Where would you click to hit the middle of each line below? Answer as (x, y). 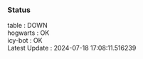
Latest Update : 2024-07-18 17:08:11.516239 (72, 48)
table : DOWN (27, 26)
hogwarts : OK (28, 33)
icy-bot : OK (25, 41)
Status (19, 10)
